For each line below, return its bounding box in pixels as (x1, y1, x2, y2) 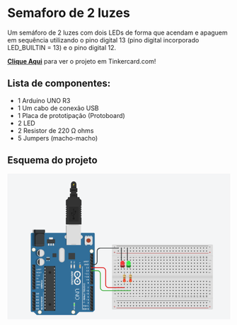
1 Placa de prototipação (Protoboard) (17, 111, 125, 119)
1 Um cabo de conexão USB (17, 104, 99, 112)
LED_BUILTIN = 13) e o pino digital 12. (7, 43, 117, 52)
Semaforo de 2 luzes (7, 5, 131, 21)
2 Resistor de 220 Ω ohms (17, 126, 94, 135)
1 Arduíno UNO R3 (17, 96, 71, 105)
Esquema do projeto (7, 154, 98, 167)
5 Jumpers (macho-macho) (17, 134, 98, 142)
